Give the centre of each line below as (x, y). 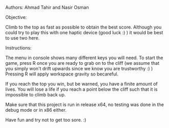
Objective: (16, 17)
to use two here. (23, 38)
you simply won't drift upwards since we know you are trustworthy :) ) (79, 69)
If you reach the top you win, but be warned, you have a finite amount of (81, 84)
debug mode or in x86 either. (36, 110)
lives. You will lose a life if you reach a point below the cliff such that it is (81, 89)
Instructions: (18, 48)
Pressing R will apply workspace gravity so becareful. (62, 74)
